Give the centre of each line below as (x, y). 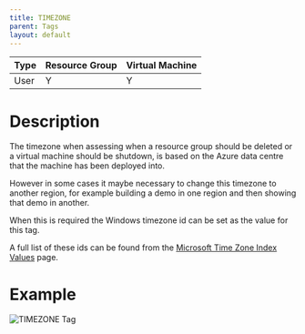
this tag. (25, 230)
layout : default (40, 35)
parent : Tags (34, 26)
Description (55, 121)
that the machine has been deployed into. (87, 166)
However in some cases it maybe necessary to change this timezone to (143, 184)
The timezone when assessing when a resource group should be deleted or (151, 147)
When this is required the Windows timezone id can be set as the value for (149, 220)
